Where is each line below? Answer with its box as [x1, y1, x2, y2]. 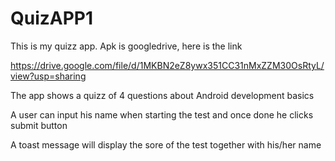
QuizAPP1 [10, 7, 94, 30]
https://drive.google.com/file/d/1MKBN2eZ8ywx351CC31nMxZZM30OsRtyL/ [10, 59, 325, 71]
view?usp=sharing [10, 70, 87, 82]
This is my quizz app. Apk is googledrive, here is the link [10, 40, 243, 52]
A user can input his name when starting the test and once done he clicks [10, 108, 314, 121]
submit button [10, 119, 68, 131]
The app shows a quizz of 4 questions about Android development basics [10, 89, 315, 101]
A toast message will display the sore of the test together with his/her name [10, 138, 322, 151]
